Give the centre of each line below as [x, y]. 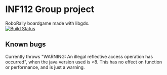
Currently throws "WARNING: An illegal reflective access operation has [79, 56]
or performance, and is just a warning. [45, 67]
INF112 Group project [50, 9]
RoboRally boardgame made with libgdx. [47, 23]
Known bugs [26, 45]
